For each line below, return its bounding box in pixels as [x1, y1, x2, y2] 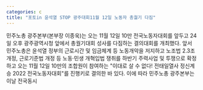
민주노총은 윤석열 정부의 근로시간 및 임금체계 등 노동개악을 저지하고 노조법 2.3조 [6, 47, 196, 54]
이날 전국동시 [6, 77, 38, 85]
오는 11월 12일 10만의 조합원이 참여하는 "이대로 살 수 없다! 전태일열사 [17, 62, 179, 69]
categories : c [6, 8, 42, 15]
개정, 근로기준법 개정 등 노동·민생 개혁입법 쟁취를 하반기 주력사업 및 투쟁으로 [6, 54, 186, 62]
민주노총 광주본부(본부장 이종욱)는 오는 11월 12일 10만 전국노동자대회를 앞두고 [6, 31, 189, 39]
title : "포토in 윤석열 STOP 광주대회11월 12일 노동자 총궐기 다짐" [6, 14, 156, 21]
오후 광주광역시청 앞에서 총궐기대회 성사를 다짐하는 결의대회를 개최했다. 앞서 [12, 39, 193, 47]
